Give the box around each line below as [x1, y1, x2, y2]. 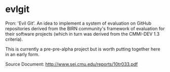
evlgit [5, 4, 30, 15]
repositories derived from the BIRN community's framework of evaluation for [5, 25, 165, 31]
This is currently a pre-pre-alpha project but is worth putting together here [5, 46, 160, 52]
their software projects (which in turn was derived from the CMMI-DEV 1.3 [5, 31, 160, 37]
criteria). [5, 36, 23, 42]
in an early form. [5, 51, 39, 57]
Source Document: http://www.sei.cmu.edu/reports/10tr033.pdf [5, 61, 138, 67]
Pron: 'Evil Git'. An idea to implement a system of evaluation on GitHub [5, 20, 152, 26]
